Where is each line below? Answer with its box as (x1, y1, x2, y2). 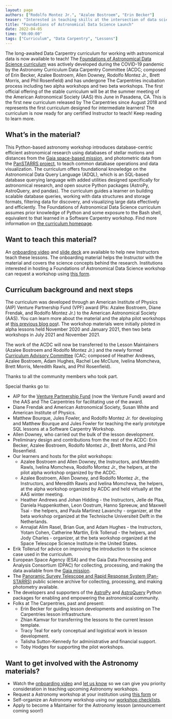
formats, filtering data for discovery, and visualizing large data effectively (5, 198, 160, 205)
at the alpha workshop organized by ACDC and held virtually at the (20, 486, 161, 492)
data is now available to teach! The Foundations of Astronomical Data (5, 55, 152, 62)
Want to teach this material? (5, 235, 97, 244)
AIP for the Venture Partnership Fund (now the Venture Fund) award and (12, 393, 165, 400)
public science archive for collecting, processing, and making (33, 578, 163, 585)
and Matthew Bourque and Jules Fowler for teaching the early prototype (12, 421, 165, 427)
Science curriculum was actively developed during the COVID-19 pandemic (5, 61, 164, 67)
